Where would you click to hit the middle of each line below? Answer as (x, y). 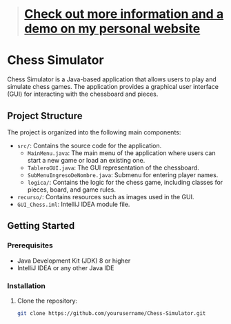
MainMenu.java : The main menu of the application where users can (121, 153)
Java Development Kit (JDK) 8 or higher (74, 261)
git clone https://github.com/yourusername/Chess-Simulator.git (111, 313)
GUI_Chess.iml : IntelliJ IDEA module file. (73, 204)
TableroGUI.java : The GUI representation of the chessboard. (113, 168)
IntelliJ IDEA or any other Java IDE (66, 267)
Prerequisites (30, 245)
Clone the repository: (47, 301)
